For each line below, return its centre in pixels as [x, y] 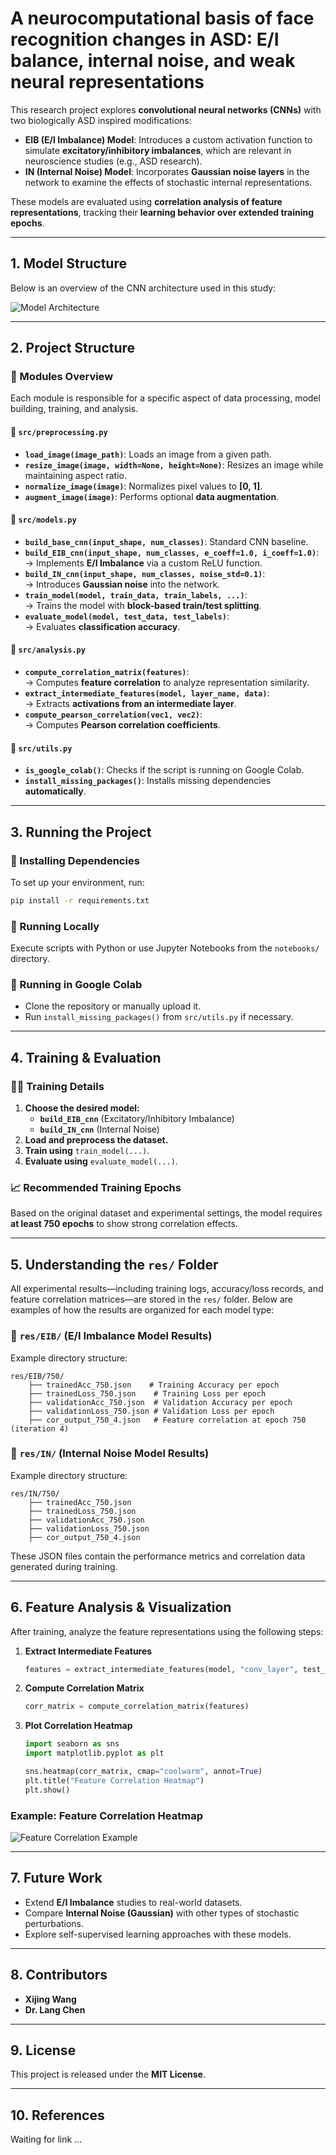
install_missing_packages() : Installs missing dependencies [148, 781]
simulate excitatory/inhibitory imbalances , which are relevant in [158, 150]
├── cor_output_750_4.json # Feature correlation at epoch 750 [167, 1420]
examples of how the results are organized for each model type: [142, 1310]
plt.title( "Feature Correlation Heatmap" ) [114, 1780]
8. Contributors [59, 1975]
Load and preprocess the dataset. [96, 1140]
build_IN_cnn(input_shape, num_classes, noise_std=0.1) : [145, 573]
